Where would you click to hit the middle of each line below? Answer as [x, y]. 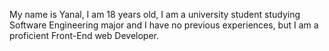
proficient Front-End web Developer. [84, 35]
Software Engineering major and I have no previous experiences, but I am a [164, 25]
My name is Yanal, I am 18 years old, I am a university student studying [155, 14]
